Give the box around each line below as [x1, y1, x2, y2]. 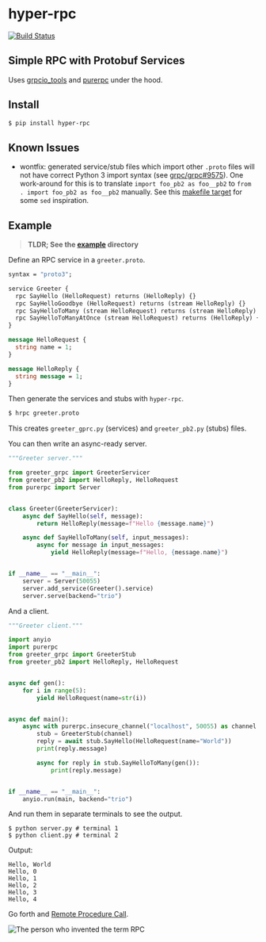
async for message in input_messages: [36, 541, 165, 549]
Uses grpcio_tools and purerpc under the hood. [8, 75, 163, 84]
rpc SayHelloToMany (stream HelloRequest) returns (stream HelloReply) [15, 307, 257, 315]
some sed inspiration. [19, 196, 89, 205]
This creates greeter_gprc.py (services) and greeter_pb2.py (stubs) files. [8, 423, 247, 433]
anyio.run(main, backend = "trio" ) [22, 795, 133, 803]
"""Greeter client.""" [8, 622, 83, 630]
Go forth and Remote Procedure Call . [8, 909, 129, 919]
